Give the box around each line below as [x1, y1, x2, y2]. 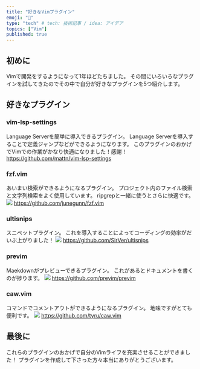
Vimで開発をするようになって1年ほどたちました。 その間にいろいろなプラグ [6, 72, 195, 79]
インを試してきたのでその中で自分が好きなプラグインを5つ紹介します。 [6, 80, 184, 87]
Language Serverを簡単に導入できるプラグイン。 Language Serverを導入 [6, 133, 189, 140]
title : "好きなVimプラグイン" [6, 8, 76, 15]
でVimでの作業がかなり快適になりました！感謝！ [6, 148, 127, 155]
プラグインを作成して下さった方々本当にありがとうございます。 [18, 356, 177, 364]
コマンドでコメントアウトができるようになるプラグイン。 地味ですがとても [6, 304, 192, 311]
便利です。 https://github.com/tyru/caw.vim [6, 311, 122, 319]
